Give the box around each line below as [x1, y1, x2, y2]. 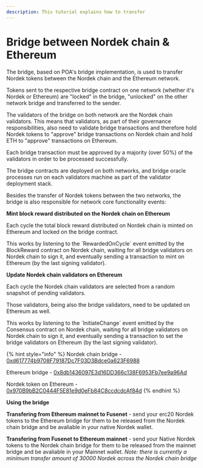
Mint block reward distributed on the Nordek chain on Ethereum [6, 210, 170, 217]
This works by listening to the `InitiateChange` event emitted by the [6, 319, 174, 326]
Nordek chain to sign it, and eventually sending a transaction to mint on [6, 253, 185, 260]
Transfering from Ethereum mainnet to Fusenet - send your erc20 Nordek [6, 410, 194, 418]
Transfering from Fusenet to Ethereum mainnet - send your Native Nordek [6, 435, 196, 442]
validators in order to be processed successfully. [6, 155, 129, 162]
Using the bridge [6, 399, 50, 406]
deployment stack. [6, 180, 53, 187]
